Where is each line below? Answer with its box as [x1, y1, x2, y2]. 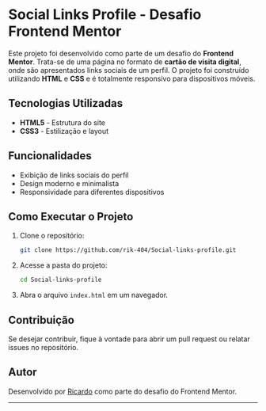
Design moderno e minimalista [19, 178, 120, 188]
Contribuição [8, 313, 75, 326]
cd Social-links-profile [19, 276, 102, 284]
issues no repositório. [8, 342, 79, 352]
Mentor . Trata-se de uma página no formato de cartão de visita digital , [8, 57, 241, 67]
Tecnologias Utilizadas [8, 97, 123, 110]
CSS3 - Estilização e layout [19, 126, 109, 135]
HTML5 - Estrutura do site [19, 117, 105, 127]
